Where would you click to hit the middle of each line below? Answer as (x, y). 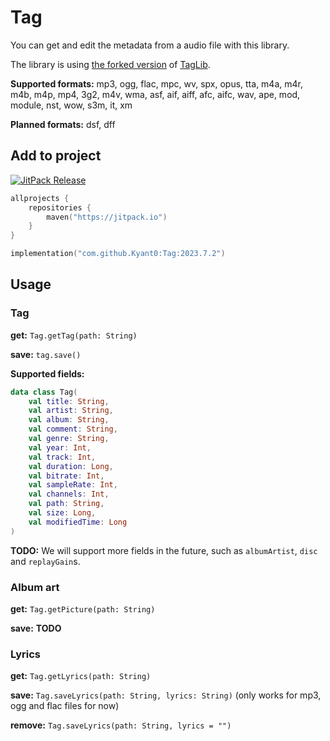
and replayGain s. (45, 561)
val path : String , (66, 504)
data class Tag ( (44, 392)
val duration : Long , (71, 466)
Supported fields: (47, 373)
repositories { (60, 207)
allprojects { (40, 198)
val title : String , (69, 401)
